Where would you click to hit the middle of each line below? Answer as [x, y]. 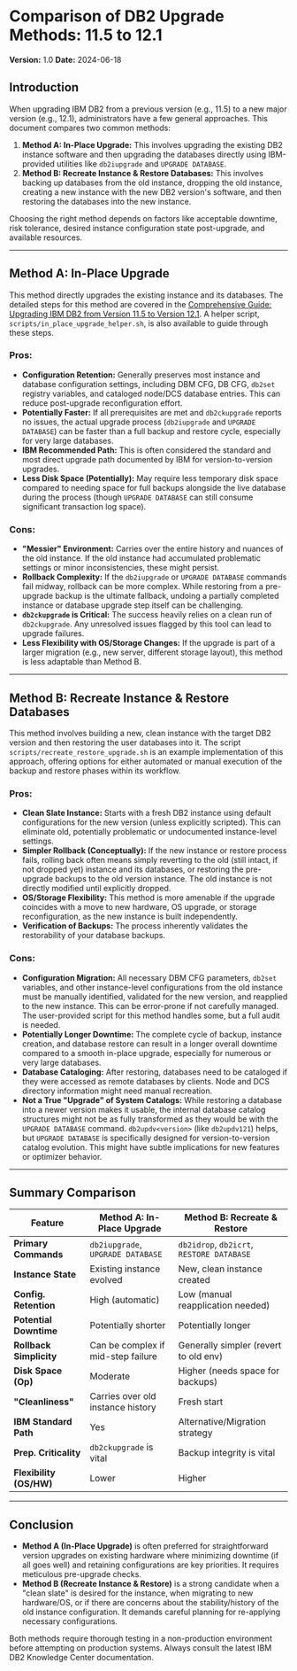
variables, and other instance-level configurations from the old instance [152, 987]
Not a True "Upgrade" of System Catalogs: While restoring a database [152, 1100]
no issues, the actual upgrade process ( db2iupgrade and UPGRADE [139, 422]
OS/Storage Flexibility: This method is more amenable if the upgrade [148, 898]
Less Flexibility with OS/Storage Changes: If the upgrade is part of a [148, 643]
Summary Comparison [73, 1192]
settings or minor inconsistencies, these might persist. [120, 568]
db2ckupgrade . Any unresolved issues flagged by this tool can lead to [147, 624]
